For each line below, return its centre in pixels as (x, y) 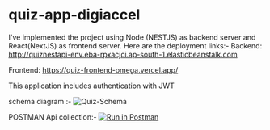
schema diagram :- (40, 101)
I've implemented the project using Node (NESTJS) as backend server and (132, 37)
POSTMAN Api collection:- (53, 117)
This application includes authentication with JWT (92, 86)
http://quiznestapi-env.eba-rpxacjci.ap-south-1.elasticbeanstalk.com (123, 54)
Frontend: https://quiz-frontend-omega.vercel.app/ (93, 69)
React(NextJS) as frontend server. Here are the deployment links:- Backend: (135, 45)
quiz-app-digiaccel (74, 15)
